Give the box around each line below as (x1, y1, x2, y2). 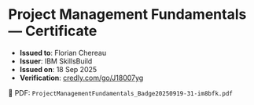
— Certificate (8, 22, 98, 40)
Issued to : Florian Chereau (19, 48, 107, 57)
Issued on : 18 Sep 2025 (19, 64, 98, 74)
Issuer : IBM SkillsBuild (19, 56, 93, 66)
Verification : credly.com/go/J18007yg (19, 73, 144, 82)
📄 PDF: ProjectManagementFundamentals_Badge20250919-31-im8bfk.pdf (8, 88, 234, 97)
